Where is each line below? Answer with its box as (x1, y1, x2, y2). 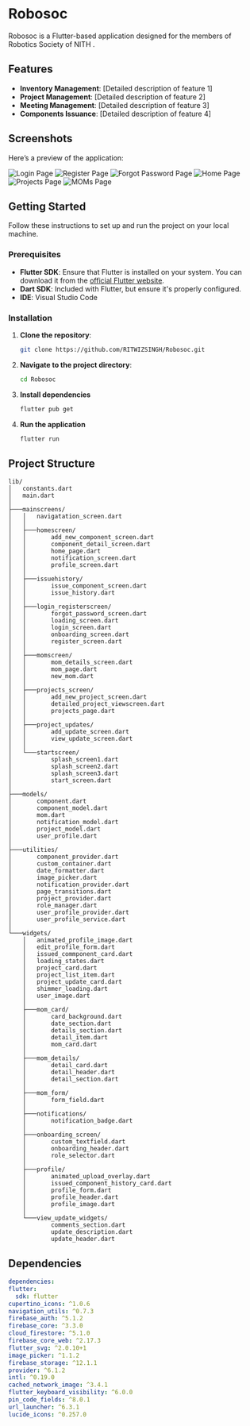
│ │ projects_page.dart (8, 707, 115, 715)
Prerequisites (8, 249, 61, 260)
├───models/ (8, 791, 48, 799)
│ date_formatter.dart (8, 867, 105, 875)
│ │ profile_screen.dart (8, 561, 119, 569)
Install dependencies (19, 390, 91, 399)
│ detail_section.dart (22, 1075, 119, 1084)
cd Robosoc (19, 375, 56, 383)
